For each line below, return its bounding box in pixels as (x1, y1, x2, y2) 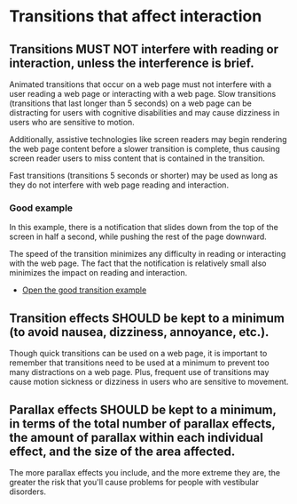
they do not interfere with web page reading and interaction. (9, 180, 229, 190)
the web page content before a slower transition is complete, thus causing (9, 144, 281, 154)
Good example (9, 202, 74, 214)
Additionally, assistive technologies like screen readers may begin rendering (9, 134, 287, 144)
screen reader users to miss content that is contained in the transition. (9, 153, 266, 164)
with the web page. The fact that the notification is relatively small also (9, 258, 267, 268)
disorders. (9, 486, 47, 497)
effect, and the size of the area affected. (9, 444, 236, 459)
